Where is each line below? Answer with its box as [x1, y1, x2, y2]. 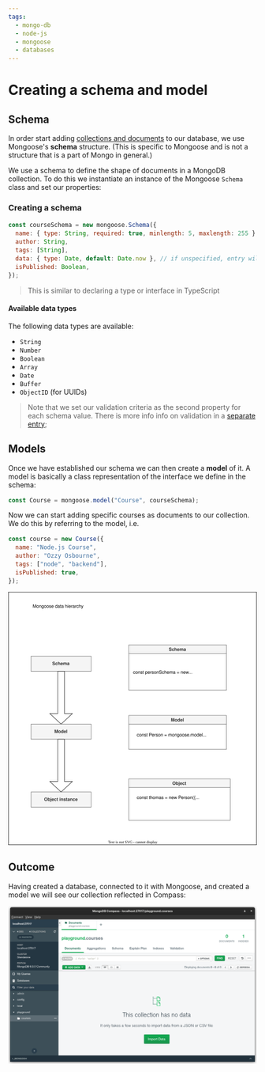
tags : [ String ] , [15, 246, 69, 255]
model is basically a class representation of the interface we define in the [8, 472, 246, 481]
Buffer [19, 380, 42, 388]
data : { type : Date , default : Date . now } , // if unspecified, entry [15, 254, 245, 263]
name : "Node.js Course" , [15, 544, 97, 551]
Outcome [8, 861, 55, 874]
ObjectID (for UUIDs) [19, 387, 88, 396]
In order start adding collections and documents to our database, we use [8, 134, 244, 143]
